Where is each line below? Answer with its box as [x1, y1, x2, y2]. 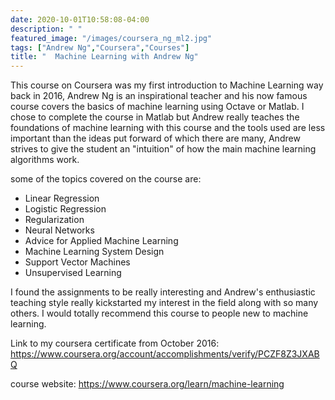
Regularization [24, 214, 85, 226]
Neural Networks [24, 224, 95, 236]
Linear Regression [24, 192, 100, 205]
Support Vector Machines [24, 256, 131, 268]
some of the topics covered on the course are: [10, 173, 202, 185]
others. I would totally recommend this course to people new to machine [10, 307, 309, 320]
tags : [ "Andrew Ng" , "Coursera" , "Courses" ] [10, 42, 190, 53]
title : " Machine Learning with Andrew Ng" [10, 52, 199, 62]
